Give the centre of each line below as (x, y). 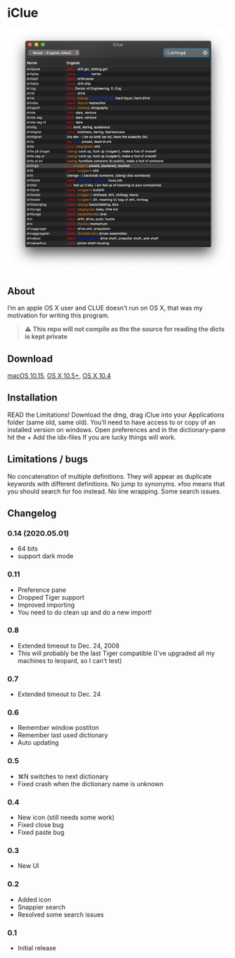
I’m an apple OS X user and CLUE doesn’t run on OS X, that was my (105, 308)
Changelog (32, 513)
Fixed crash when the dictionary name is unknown (90, 783)
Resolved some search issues (61, 914)
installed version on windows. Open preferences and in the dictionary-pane (116, 429)
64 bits (28, 549)
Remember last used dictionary (63, 735)
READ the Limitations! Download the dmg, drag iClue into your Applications (116, 415)
